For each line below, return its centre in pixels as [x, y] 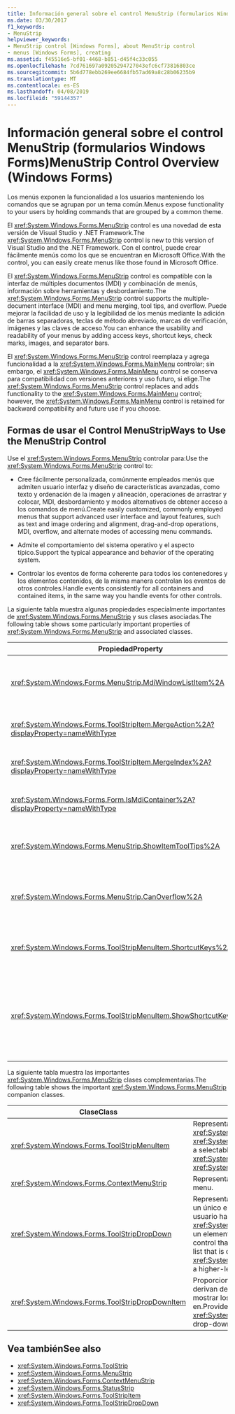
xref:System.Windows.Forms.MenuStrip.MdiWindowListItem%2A [118, 682]
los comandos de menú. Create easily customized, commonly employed [120, 509]
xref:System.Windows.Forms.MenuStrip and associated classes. [100, 631]
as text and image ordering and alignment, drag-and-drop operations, [118, 524]
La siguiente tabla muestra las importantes [69, 1072]
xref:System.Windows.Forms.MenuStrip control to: [80, 465]
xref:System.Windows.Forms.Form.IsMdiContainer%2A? [103, 800]
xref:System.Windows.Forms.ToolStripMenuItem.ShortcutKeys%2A [121, 947]
